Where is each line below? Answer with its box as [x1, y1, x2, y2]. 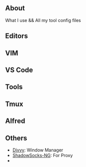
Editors [5, 32, 28, 40]
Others [5, 133, 27, 142]
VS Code [5, 65, 33, 74]
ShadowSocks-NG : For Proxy [12, 152, 73, 158]
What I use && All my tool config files [5, 17, 81, 23]
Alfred [5, 117, 25, 125]
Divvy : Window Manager [12, 147, 63, 153]
